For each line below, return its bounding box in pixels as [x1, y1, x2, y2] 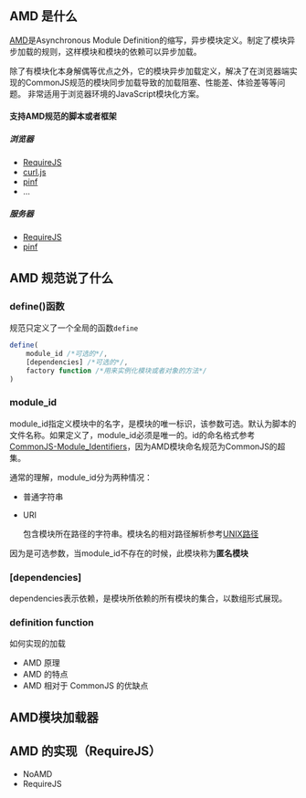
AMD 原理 [22, 657, 61, 668]
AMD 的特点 [22, 669, 69, 680]
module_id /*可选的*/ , [26, 349, 108, 358]
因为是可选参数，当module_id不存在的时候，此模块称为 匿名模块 [9, 547, 248, 559]
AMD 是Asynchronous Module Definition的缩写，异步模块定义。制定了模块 [9, 35, 288, 46]
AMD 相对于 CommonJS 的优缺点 [22, 680, 149, 691]
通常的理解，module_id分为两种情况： [9, 471, 153, 482]
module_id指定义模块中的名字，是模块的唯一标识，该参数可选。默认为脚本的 [9, 418, 297, 429]
